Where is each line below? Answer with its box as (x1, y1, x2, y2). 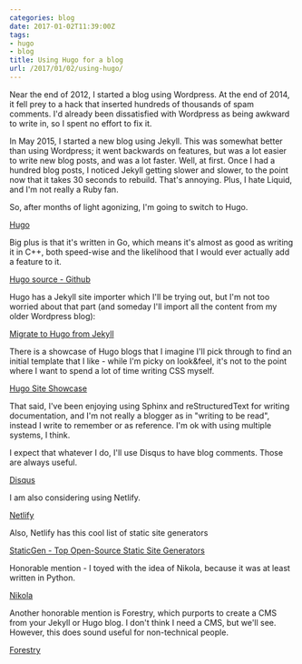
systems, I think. (9, 429, 71, 440)
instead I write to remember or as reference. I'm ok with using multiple (9, 419, 272, 430)
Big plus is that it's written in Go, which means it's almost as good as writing (9, 236, 294, 247)
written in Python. (9, 572, 75, 583)
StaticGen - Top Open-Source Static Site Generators (9, 545, 206, 556)
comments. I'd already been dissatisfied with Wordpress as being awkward (9, 108, 290, 119)
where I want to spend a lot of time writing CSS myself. (9, 365, 215, 376)
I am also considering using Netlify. (9, 492, 141, 503)
